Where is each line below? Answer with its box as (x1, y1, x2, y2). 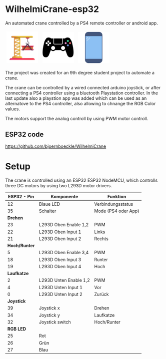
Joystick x (39, 305, 60, 311)
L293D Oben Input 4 (39, 263, 81, 269)
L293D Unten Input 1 (39, 284, 82, 290)
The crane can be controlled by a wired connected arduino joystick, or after (5, 85, 161, 91)
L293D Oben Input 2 (39, 236, 81, 242)
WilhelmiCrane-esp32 (5, 3, 99, 15)
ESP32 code (5, 130, 44, 138)
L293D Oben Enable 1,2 (39, 222, 89, 228)
